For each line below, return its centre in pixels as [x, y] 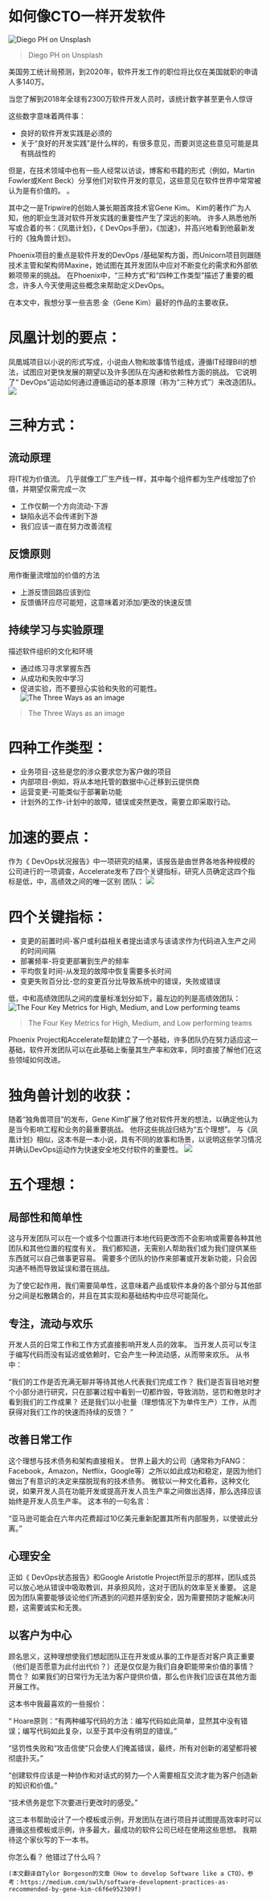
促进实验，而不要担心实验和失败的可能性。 [90, 688]
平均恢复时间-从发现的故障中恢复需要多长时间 [96, 971]
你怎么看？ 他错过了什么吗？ [55, 1857]
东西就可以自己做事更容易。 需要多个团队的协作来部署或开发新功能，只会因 [133, 1258]
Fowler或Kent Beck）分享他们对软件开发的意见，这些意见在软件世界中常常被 [135, 180]
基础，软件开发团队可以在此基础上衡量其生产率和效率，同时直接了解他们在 [131, 1050]
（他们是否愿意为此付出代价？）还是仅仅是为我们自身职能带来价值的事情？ [131, 1666]
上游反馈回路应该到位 [55, 592]
